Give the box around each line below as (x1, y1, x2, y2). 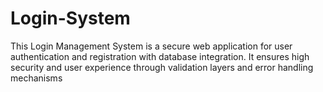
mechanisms (10, 72, 63, 84)
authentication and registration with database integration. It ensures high (10, 50, 310, 62)
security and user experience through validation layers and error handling (10, 61, 314, 73)
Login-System (10, 7, 131, 30)
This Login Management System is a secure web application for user (10, 40, 293, 52)
